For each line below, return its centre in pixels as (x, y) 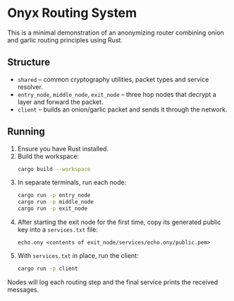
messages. (23, 289)
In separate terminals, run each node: (72, 182)
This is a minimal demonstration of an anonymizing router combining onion (116, 33)
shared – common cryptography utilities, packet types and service (113, 79)
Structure (29, 63)
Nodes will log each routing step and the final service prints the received (113, 282)
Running (26, 132)
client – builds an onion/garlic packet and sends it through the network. (122, 109)
